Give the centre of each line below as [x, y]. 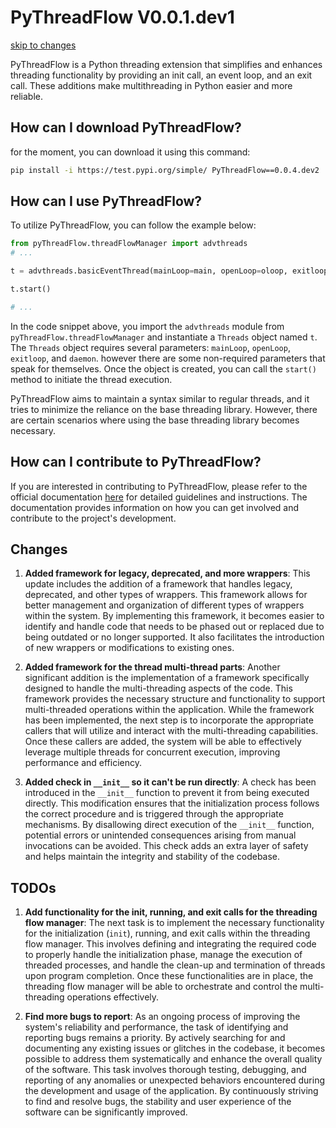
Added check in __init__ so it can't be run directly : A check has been [170, 782]
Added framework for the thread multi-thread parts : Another [152, 667]
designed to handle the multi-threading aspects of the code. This [158, 688]
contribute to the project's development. [93, 518]
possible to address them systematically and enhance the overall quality [173, 1059]
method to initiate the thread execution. [91, 379]
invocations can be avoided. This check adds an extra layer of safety [166, 846]
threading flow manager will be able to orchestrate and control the [161, 987]
